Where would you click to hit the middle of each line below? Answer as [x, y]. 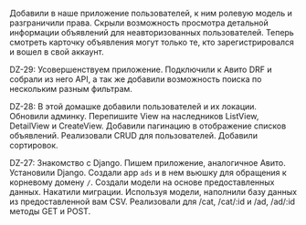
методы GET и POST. [50, 211]
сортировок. [34, 145]
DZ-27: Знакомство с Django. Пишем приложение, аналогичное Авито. [148, 163]
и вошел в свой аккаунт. [57, 52]
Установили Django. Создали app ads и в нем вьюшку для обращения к [148, 173]
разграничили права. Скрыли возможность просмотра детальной [139, 23]
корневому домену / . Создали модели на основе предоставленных [142, 182]
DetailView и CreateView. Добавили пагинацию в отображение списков [148, 126]
